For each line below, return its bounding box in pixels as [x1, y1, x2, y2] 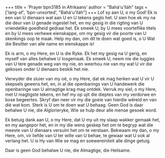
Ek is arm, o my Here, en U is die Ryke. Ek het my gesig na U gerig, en [5, 50, 147, 56]
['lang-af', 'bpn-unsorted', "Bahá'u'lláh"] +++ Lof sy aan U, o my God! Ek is [5, 9, 158, 15]
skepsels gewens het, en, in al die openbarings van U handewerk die [5, 81, 145, 87]
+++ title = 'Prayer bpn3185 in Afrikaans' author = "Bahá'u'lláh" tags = [5, 4, 148, 10]
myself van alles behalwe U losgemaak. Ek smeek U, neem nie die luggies [5, 56, 155, 61]
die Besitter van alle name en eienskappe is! [5, 41, 95, 46]
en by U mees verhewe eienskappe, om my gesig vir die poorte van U [5, 31, 147, 36]
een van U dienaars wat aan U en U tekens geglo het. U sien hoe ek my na [5, 15, 156, 20]
